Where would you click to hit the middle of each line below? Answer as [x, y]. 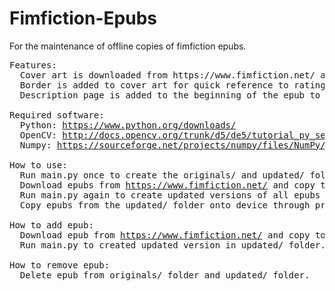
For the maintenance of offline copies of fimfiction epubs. [128, 46]
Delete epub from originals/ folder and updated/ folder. [165, 275]
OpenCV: [38, 135]
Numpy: [35, 145]
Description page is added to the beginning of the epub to [170, 95]
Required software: [57, 115]
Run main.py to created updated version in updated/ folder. [172, 245]
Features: [33, 65]
